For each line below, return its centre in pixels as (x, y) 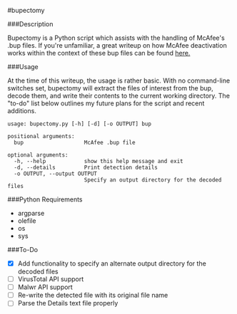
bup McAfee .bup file (75, 142)
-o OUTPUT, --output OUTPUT (56, 174)
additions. (22, 111)
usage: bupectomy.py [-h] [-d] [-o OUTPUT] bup (80, 124)
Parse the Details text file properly (68, 303)
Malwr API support (45, 287)
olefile (27, 221)
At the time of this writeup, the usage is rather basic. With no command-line (119, 80)
